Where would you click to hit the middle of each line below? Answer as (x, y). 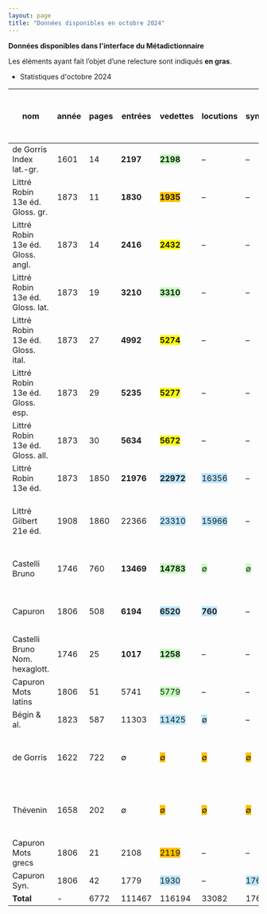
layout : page (30, 15)
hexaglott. (31, 668)
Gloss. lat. (31, 307)
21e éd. (27, 531)
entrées (137, 116)
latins (22, 702)
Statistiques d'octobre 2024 (66, 76)
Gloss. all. (30, 455)
